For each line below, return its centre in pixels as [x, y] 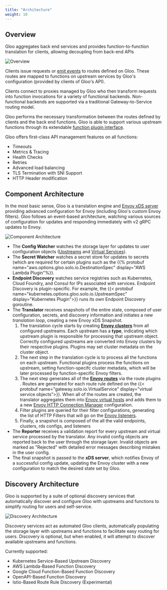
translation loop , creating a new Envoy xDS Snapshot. [67, 320]
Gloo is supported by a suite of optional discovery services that [70, 496]
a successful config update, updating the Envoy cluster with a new [81, 463]
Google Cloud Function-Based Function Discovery [64, 571]
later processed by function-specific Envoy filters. [71, 373]
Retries [20, 163]
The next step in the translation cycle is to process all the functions [88, 357]
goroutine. [23, 304]
